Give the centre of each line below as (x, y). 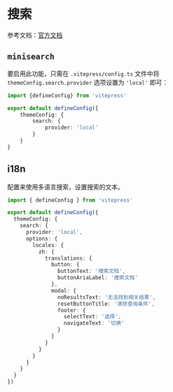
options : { (42, 239)
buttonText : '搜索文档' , (91, 271)
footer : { (71, 310)
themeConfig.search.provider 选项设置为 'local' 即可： (88, 82)
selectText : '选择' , (92, 317)
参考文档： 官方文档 (35, 35)
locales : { (48, 245)
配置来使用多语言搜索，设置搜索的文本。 (65, 187)
